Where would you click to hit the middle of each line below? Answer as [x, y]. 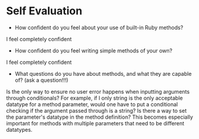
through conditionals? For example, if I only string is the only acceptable [94, 98]
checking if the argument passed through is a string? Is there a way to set [97, 110]
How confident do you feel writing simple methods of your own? [94, 50]
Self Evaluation [44, 11]
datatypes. [19, 129]
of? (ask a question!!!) [41, 80]
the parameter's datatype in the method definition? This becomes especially [100, 117]
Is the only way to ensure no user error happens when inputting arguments [98, 91]
